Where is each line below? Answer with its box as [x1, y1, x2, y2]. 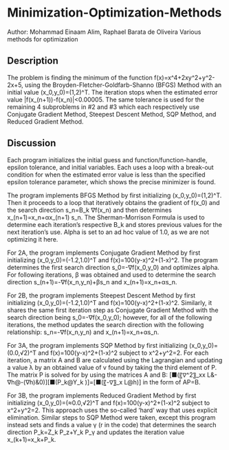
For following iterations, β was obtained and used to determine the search [7, 271, 217, 279]
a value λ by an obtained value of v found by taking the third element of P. [7, 363, 217, 371]
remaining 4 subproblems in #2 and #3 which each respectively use [7, 102, 200, 111]
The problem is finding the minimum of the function [7, 73, 153, 81]
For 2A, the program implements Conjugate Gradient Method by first [7, 248, 201, 257]
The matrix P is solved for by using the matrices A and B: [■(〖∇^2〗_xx [7, 371, 206, 379]
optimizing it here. [7, 235, 58, 243]
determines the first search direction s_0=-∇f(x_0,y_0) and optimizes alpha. [7, 263, 220, 271]
